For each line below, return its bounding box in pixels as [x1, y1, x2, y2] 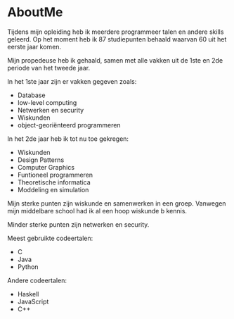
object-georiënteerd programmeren [17, 120, 121, 129]
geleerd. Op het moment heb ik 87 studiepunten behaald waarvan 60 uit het [7, 35, 227, 43]
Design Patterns [17, 156, 65, 164]
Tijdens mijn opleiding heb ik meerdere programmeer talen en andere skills [7, 27, 224, 36]
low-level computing [17, 98, 77, 106]
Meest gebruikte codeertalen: [7, 234, 93, 242]
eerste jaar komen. [7, 42, 62, 51]
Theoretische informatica [17, 177, 91, 187]
